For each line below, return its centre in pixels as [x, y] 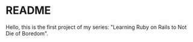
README [28, 10]
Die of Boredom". [27, 33]
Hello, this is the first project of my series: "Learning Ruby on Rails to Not [96, 27]
